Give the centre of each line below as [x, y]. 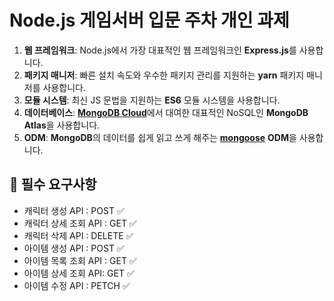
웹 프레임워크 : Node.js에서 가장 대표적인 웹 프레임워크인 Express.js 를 [160, 50]
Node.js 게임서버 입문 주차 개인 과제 [149, 20]
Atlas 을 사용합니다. [62, 125]
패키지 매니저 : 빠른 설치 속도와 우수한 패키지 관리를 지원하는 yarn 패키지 [164, 75]
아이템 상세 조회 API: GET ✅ [79, 273]
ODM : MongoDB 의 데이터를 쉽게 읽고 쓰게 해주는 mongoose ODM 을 [160, 137]
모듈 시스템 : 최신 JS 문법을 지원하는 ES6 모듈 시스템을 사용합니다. [152, 100]
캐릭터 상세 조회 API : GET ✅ [80, 223]
